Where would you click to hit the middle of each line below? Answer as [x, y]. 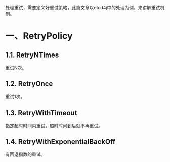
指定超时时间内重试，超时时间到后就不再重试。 [54, 126]
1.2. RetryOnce [29, 84]
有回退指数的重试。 [25, 154]
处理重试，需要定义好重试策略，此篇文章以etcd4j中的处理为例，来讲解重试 [83, 7]
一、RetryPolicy [39, 36]
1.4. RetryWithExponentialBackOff [60, 142]
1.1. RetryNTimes [32, 55]
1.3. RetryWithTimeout [41, 113]
